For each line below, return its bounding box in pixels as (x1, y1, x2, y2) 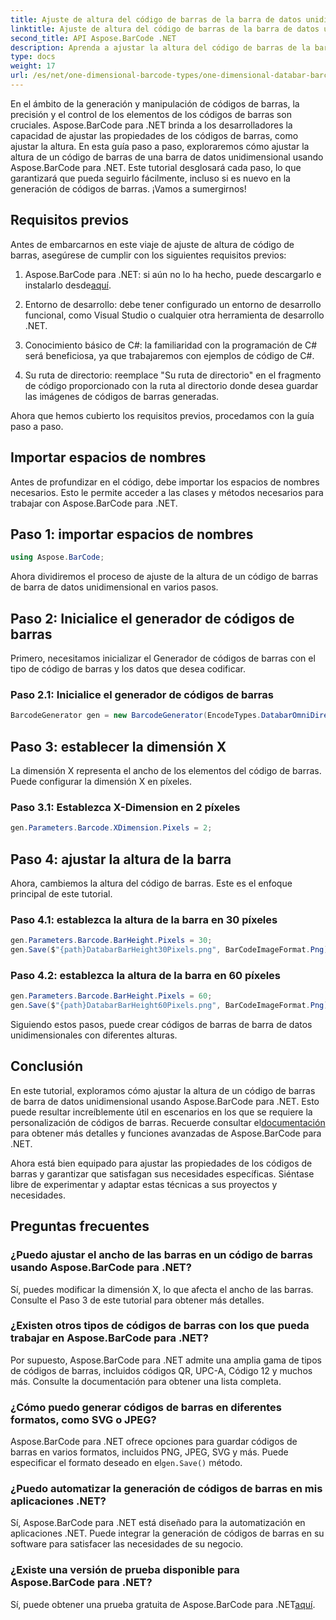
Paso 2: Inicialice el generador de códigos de (10, 610, 295, 627)
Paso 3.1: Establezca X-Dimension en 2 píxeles (10, 800, 241, 814)
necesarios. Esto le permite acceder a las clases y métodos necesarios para (10, 486, 324, 498)
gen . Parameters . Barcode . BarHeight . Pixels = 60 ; (10, 991, 213, 1001)
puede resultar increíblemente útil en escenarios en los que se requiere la (10, 1106, 313, 1118)
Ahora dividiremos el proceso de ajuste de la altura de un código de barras (10, 571, 319, 583)
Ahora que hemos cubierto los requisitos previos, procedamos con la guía (10, 409, 315, 421)
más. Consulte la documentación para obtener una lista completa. (10, 1375, 282, 1387)
